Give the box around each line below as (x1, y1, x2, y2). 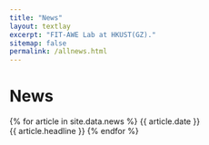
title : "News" (9, 13, 64, 23)
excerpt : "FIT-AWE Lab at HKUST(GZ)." (9, 30, 156, 39)
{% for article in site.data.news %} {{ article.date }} (9, 116, 201, 127)
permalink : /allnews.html (9, 47, 107, 56)
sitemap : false (9, 38, 67, 48)
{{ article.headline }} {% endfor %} (9, 126, 139, 137)
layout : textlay (9, 22, 71, 31)
